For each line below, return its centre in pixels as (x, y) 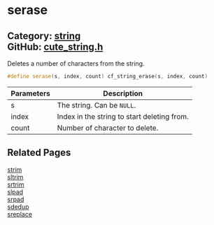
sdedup (18, 206)
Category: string (44, 36)
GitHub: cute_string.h (55, 46)
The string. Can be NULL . (97, 105)
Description (123, 93)
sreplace (20, 214)
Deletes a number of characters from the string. (76, 64)
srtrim (16, 184)
